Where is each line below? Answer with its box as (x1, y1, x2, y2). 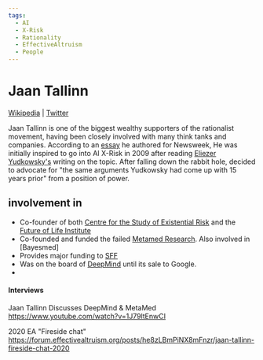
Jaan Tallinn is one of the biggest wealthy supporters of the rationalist (8, 123, 234, 132)
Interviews (8, 285, 44, 295)
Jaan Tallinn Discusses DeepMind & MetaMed (8, 302, 157, 312)
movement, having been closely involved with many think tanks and (8, 132, 227, 141)
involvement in (8, 196, 82, 210)
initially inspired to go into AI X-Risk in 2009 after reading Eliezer (8, 148, 217, 158)
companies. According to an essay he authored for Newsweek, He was (8, 139, 238, 150)
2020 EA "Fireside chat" (8, 326, 86, 336)
